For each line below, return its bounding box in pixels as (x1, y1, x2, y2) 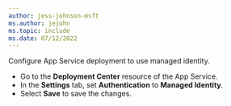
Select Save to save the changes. (19, 89, 132, 99)
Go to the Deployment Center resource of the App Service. (19, 71, 218, 81)
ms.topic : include (8, 26, 70, 35)
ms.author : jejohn (8, 19, 70, 27)
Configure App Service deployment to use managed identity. (8, 56, 210, 66)
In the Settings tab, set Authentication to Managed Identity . (19, 80, 224, 90)
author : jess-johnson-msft (8, 11, 99, 20)
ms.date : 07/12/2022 (8, 34, 78, 43)
